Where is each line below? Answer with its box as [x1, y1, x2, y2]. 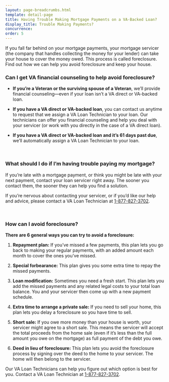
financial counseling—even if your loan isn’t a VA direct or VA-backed [12, 91, 158, 97]
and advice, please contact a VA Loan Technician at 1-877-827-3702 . [5, 198, 150, 204]
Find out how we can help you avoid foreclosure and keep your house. [5, 62, 152, 67]
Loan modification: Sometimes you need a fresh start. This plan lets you [12, 278, 164, 284]
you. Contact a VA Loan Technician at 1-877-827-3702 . [5, 371, 120, 377]
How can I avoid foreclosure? [5, 220, 78, 227]
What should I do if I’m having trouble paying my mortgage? [5, 160, 155, 167]
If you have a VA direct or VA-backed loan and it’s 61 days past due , [12, 132, 157, 138]
